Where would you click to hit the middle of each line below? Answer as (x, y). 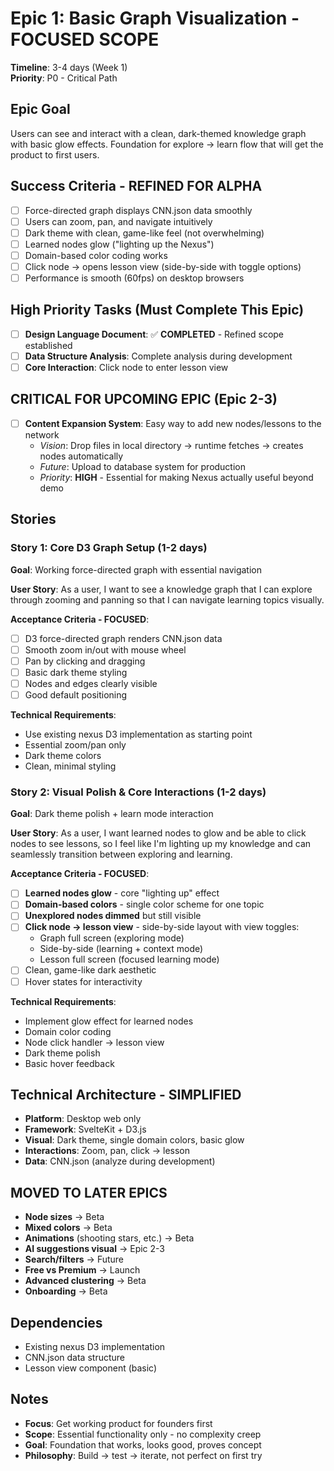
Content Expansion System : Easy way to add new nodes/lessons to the (173, 423)
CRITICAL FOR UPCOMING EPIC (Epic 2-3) (144, 399)
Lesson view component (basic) (91, 1368)
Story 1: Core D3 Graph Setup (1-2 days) (109, 548)
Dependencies (56, 1322)
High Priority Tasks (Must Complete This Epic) (157, 310)
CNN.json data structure (74, 1358)
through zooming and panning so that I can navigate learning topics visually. (167, 599)
